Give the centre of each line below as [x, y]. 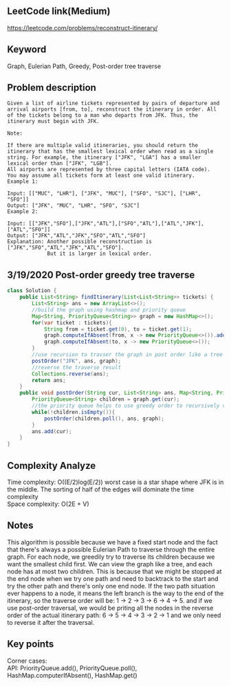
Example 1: [23, 181]
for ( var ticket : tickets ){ [72, 322]
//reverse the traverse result [77, 367]
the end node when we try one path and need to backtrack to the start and [113, 578]
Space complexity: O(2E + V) [48, 504]
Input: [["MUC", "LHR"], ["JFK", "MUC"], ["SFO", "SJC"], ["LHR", [104, 194]
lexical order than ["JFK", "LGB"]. [59, 164]
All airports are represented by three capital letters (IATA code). [109, 170]
